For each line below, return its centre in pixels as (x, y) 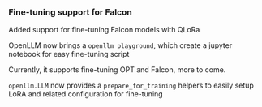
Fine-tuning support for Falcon (70, 12)
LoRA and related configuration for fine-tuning (86, 94)
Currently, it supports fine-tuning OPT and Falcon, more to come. (117, 70)
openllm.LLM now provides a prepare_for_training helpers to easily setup (131, 86)
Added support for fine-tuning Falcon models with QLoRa (104, 30)
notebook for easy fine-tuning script (69, 54)
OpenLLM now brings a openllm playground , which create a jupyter (120, 45)
